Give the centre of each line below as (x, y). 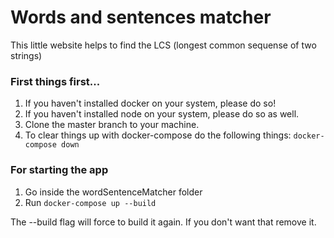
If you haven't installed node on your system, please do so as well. (162, 114)
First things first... (55, 81)
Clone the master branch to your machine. (112, 125)
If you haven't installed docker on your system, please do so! (150, 103)
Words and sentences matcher (141, 17)
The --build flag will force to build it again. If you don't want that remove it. (163, 222)
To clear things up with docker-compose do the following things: (158, 135)
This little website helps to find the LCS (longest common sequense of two (163, 45)
